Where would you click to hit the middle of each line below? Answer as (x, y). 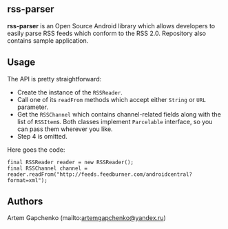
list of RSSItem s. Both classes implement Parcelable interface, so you (115, 121)
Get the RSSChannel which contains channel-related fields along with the (119, 114)
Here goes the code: (36, 150)
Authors (25, 202)
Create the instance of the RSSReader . (70, 92)
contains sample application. (48, 40)
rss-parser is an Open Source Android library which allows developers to (111, 26)
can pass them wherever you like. (65, 129)
